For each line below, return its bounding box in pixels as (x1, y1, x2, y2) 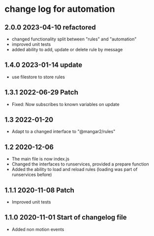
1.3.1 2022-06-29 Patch (4, 88, 78, 97)
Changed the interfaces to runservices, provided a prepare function (11, 161, 150, 167)
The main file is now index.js (11, 156, 70, 162)
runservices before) (11, 171, 52, 178)
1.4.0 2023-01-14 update (4, 61, 83, 69)
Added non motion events (11, 226, 64, 232)
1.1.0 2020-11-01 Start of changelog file (4, 213, 127, 222)
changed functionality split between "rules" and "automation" (11, 36, 137, 42)
